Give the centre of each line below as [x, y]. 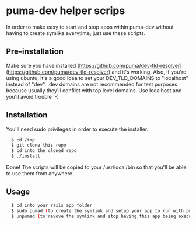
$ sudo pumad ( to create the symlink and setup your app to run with [97, 211]
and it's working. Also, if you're [149, 72]
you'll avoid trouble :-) [33, 96]
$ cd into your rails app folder [52, 205]
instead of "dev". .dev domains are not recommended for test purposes [92, 84]
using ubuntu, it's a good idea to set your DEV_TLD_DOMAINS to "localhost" [97, 78]
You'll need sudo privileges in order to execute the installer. [77, 129]
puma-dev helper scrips [66, 11]
